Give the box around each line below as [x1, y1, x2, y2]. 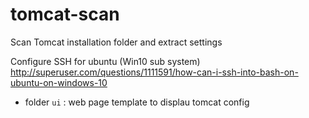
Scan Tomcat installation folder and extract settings [10, 36, 223, 48]
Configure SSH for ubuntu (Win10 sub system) [10, 55, 201, 67]
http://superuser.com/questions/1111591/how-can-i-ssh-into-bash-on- [10, 66, 299, 78]
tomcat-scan [10, 3, 120, 26]
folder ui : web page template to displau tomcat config [24, 96, 250, 108]
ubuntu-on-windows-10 [10, 76, 108, 88]
